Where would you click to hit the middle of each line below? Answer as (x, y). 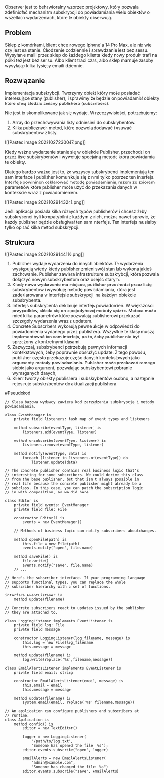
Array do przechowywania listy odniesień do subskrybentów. (74, 122)
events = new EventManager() (52, 522)
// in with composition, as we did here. (48, 493)
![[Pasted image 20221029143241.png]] (45, 202)
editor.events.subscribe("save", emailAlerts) (71, 771)
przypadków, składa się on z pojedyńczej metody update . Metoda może (84, 311)
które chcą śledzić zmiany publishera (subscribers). (57, 103)
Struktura (20, 243)
